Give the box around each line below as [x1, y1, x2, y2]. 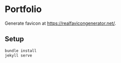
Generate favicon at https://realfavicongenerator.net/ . [5, 20, 116, 26]
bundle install [5, 48, 37, 53]
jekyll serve [5, 53, 32, 58]
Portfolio [5, 4, 42, 15]
